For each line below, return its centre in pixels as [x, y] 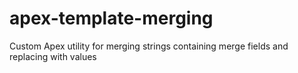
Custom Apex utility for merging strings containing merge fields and [149, 46]
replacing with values [53, 56]
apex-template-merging [111, 18]
